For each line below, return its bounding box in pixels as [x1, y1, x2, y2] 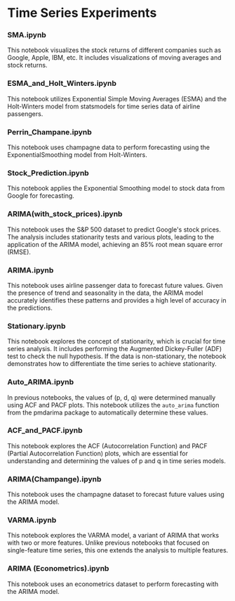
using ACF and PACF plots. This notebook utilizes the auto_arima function [7, 400, 220, 409]
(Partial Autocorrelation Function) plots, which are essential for [7, 449, 188, 457]
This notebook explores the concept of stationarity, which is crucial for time [7, 337, 226, 346]
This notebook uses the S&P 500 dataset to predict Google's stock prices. [7, 225, 221, 234]
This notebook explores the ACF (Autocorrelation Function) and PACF [7, 441, 208, 450]
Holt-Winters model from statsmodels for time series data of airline [7, 102, 201, 110]
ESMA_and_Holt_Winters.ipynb [7, 79, 117, 89]
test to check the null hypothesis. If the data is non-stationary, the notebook [7, 352, 227, 360]
